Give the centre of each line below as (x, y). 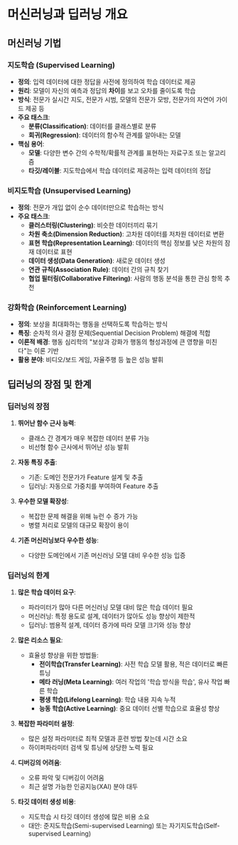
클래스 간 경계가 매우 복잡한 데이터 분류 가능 (89, 438)
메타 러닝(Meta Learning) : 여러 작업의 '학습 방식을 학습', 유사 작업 (131, 682)
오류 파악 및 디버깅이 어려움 (66, 778)
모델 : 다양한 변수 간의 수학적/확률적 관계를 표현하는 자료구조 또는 (118, 153)
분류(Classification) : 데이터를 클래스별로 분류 (92, 126)
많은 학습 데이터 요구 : (47, 592)
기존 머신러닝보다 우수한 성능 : (58, 540)
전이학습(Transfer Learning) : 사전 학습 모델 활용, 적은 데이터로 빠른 (134, 664)
